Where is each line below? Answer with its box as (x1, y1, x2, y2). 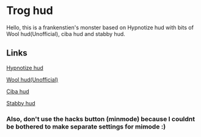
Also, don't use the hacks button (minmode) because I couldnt (6, 114, 196, 123)
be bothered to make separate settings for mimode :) (6, 122, 166, 131)
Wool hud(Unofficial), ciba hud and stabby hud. (6, 30, 125, 37)
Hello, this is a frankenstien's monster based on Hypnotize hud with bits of (6, 24, 194, 31)
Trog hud (6, 4, 53, 18)
